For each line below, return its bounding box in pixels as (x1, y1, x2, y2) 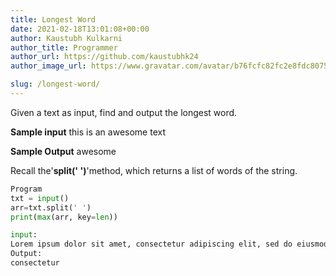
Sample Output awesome (10, 145, 117, 157)
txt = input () (10, 193, 70, 203)
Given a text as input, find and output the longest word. (10, 106, 238, 118)
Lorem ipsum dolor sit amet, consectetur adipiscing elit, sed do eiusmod (10, 239, 329, 250)
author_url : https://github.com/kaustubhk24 (10, 52, 199, 62)
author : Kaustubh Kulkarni (10, 33, 123, 43)
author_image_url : (10, 61, 87, 71)
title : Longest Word (10, 14, 97, 25)
